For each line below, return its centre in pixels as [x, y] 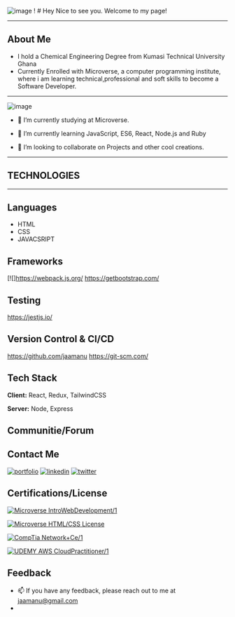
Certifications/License [57, 493]
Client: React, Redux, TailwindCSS [57, 395]
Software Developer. [47, 86]
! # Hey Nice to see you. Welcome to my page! [101, 11]
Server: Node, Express [40, 408]
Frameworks [35, 261]
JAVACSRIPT [36, 239]
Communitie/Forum [51, 431]
